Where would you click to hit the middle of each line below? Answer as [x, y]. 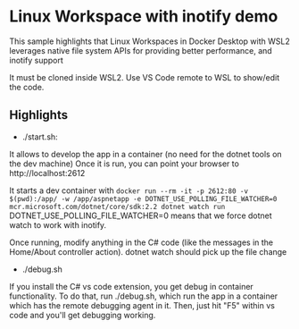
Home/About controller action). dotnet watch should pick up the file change [148, 251]
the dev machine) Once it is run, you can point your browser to [124, 164]
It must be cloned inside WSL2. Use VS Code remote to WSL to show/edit [145, 77]
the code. [27, 87]
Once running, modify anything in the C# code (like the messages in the [141, 242]
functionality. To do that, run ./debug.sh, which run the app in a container [144, 296]
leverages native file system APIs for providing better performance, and [141, 50]
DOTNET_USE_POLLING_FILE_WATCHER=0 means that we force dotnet [141, 215]
